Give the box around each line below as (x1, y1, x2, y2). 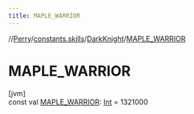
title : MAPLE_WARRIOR (8, 11, 81, 20)
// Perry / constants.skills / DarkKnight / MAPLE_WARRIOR (8, 34, 186, 43)
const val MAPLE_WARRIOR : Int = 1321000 (8, 97, 148, 107)
